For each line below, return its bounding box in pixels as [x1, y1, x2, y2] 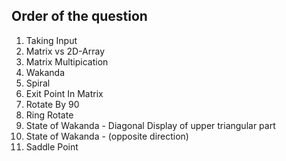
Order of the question [11, 8, 148, 25]
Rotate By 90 [25, 98, 80, 110]
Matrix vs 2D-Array [25, 45, 106, 57]
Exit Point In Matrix [25, 87, 104, 99]
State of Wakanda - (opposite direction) [25, 130, 189, 142]
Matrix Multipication [25, 55, 109, 68]
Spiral [25, 77, 51, 89]
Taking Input [25, 34, 78, 46]
